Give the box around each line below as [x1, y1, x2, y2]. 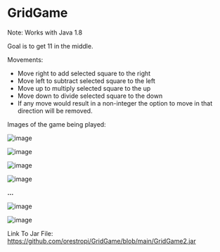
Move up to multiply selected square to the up [17, 84, 151, 92]
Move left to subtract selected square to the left [17, 76, 156, 85]
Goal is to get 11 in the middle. [7, 42, 93, 50]
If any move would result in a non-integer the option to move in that [17, 99, 213, 107]
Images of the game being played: [7, 120, 107, 128]
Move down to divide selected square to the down [17, 92, 163, 100]
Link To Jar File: [7, 229, 53, 237]
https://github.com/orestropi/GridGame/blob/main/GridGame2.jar [7, 237, 196, 245]
